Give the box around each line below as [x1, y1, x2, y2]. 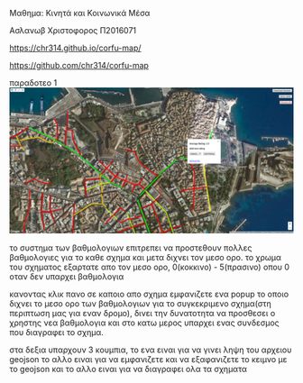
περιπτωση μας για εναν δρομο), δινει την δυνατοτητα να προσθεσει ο [9, 307, 276, 318]
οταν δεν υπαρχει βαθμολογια [9, 270, 124, 282]
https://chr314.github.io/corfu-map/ [9, 42, 142, 53]
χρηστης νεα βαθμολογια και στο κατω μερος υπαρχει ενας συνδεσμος [9, 317, 280, 328]
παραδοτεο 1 [9, 78, 58, 88]
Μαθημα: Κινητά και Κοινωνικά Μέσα [9, 8, 151, 18]
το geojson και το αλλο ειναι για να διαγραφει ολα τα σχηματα [9, 363, 248, 374]
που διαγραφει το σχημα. [9, 326, 104, 337]
